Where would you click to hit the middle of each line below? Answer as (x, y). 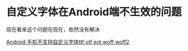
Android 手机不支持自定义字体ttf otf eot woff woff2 (68, 42)
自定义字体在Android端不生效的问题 (94, 12)
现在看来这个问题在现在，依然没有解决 (53, 29)
